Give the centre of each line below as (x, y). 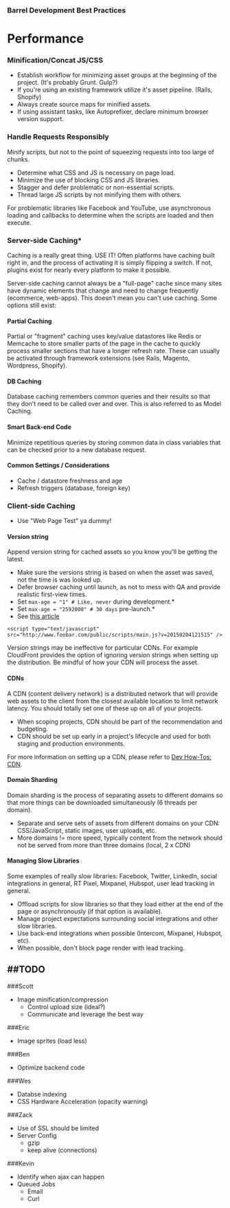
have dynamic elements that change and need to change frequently (103, 290)
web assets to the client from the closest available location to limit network (113, 701)
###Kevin (21, 1163)
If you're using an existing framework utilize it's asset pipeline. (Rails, (115, 90)
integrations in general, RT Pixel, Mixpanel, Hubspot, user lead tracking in (111, 883)
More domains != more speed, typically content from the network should (120, 838)
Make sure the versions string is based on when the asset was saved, (115, 573)
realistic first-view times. (52, 595)
